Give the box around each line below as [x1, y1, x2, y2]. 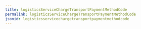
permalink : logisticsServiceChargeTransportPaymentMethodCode [5, 12, 136, 17]
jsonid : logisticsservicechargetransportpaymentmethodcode [5, 16, 130, 21]
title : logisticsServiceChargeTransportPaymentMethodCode [5, 7, 127, 12]
